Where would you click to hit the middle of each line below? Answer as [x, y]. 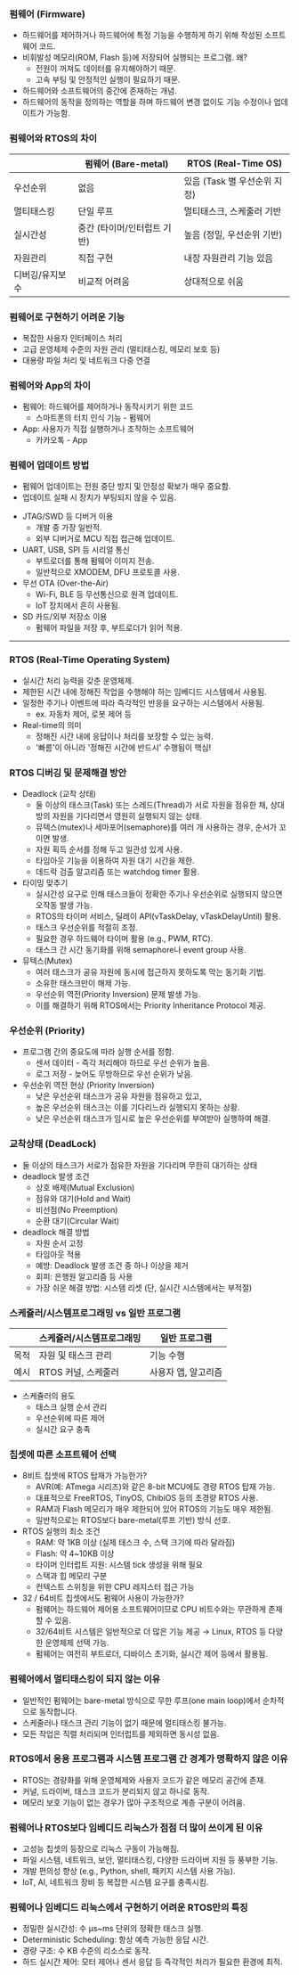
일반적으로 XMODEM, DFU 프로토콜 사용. [107, 572]
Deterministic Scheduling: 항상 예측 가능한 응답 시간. [115, 1939]
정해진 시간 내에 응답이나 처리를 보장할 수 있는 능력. [124, 736]
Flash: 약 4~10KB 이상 [75, 1553]
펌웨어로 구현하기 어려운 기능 [67, 316]
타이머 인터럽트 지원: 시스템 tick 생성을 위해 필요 [119, 1565]
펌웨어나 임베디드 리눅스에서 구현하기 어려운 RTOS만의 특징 [129, 1907]
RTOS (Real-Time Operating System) [90, 660]
